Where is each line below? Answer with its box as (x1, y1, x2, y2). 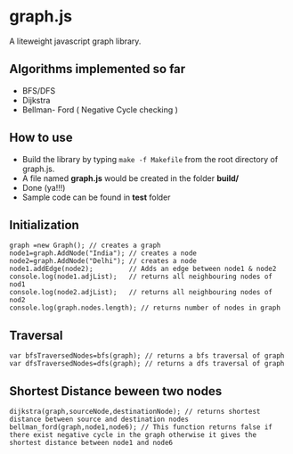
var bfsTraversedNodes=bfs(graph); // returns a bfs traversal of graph (9, 351, 285, 360)
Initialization (9, 217, 80, 233)
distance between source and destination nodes (9, 415, 190, 424)
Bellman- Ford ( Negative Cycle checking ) (21, 104, 178, 115)
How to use (9, 130, 73, 145)
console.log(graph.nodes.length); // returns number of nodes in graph (9, 303, 281, 313)
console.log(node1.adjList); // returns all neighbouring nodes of (9, 272, 273, 282)
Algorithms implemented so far (9, 62, 186, 77)
